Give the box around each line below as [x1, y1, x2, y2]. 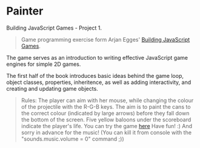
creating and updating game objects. [6, 85, 98, 92]
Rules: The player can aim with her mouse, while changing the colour [21, 97, 194, 104]
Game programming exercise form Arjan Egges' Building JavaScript [21, 36, 190, 43]
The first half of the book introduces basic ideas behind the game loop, [6, 72, 184, 79]
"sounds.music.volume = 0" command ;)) [21, 135, 124, 143]
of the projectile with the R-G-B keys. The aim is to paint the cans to [21, 103, 191, 110]
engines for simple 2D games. [6, 60, 81, 68]
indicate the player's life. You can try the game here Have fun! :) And [21, 122, 193, 129]
